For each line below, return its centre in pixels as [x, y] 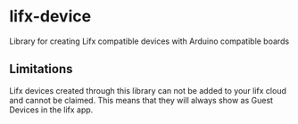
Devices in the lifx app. [51, 110]
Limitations [41, 69]
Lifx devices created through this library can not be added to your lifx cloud [148, 90]
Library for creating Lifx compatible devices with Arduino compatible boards [149, 41]
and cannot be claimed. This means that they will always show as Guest [141, 100]
